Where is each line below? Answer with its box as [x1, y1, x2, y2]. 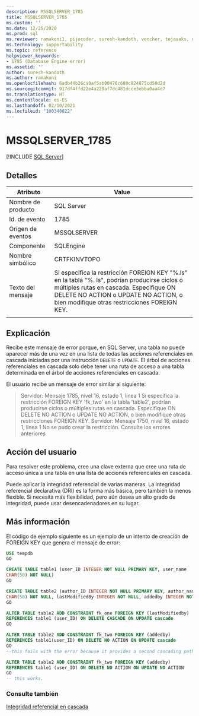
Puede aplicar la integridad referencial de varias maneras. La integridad [6, 480, 181, 487]
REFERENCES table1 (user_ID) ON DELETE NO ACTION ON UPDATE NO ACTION [6, 664, 184, 671]
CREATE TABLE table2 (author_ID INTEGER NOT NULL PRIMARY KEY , [6, 588, 166, 594]
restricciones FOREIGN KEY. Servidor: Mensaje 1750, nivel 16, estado [20, 417, 190, 424]
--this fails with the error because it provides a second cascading [6, 648, 182, 654]
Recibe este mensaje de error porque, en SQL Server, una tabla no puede [6, 344, 185, 351]
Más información [6, 517, 70, 527]
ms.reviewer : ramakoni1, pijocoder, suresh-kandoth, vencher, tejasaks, [6, 36, 190, 42]
